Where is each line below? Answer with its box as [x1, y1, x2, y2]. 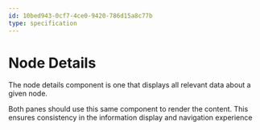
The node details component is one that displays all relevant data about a [8, 80, 251, 90]
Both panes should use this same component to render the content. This [8, 104, 249, 114]
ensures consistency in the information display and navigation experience [8, 113, 253, 123]
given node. [8, 89, 48, 99]
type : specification [8, 19, 78, 27]
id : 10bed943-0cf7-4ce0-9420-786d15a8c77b [8, 11, 153, 20]
